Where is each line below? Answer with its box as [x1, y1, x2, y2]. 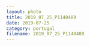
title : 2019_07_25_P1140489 [6, 14, 77, 20]
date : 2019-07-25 [6, 20, 50, 26]
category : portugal [6, 25, 55, 32]
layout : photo [6, 8, 42, 15]
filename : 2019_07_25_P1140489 [6, 31, 85, 37]
